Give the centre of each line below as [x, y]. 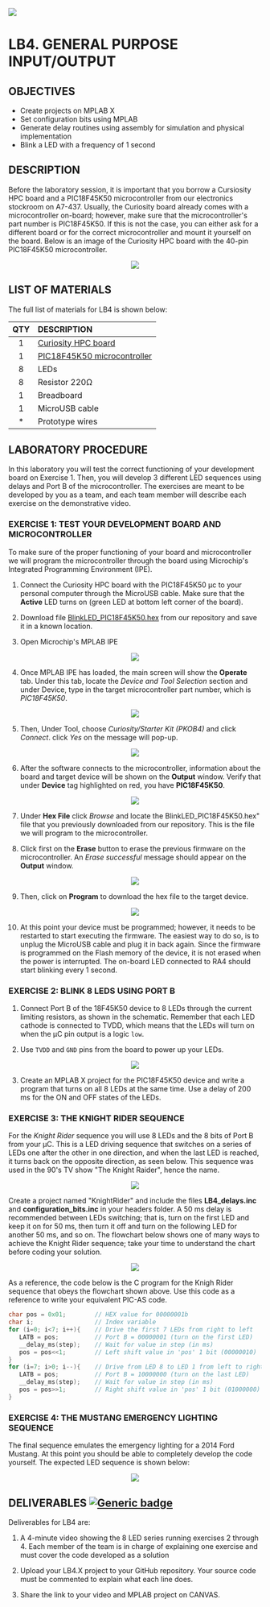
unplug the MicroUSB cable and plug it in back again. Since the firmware [140, 944]
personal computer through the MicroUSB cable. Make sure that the [132, 593]
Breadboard [60, 395]
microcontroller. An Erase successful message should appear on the [133, 857]
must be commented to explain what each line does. [106, 1579]
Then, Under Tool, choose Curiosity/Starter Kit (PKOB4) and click [128, 728]
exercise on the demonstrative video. [70, 503]
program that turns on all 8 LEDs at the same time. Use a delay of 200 [135, 1089]
